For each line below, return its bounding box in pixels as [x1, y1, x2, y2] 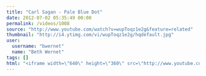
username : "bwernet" [12, 44, 64, 50]
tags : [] [6, 55, 29, 61]
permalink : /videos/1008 [6, 20, 70, 26]
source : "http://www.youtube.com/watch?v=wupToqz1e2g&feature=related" [6, 26, 193, 32]
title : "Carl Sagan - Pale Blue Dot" [6, 9, 103, 15]
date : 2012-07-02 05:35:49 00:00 [6, 15, 92, 21]
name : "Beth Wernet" [12, 49, 64, 55]
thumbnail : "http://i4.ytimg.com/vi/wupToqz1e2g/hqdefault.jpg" [6, 32, 174, 38]
